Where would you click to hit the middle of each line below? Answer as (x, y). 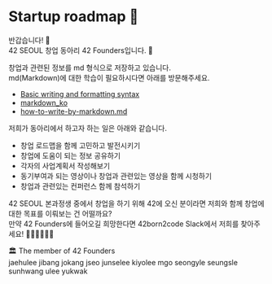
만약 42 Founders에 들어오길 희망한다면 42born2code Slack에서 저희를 (124, 224)
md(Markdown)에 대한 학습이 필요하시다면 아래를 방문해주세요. (109, 77)
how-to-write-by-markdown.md (74, 111)
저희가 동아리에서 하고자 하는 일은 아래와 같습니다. (88, 128)
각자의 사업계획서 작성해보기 (65, 165)
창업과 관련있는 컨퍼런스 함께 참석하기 (80, 186)
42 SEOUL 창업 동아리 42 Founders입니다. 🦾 (81, 50)
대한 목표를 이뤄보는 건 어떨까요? (60, 213)
